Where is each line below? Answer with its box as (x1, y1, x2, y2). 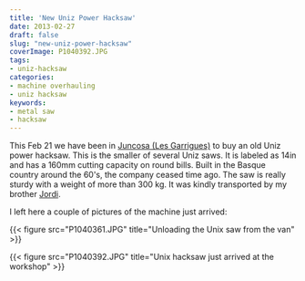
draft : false (9, 30, 59, 39)
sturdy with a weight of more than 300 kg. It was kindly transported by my (9, 179, 288, 190)
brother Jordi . (9, 189, 61, 200)
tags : (9, 56, 30, 65)
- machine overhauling (9, 81, 96, 90)
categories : (9, 73, 55, 82)
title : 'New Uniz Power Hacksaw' (9, 13, 137, 23)
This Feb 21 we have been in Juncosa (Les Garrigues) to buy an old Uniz (9, 140, 281, 151)
